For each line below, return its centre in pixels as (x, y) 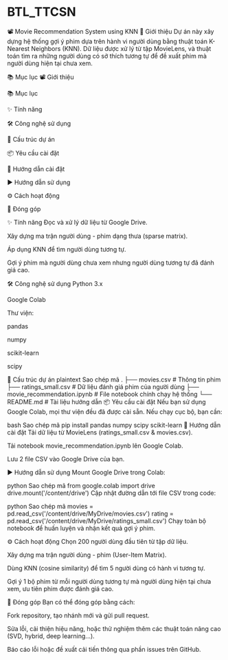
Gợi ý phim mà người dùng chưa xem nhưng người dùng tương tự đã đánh (111, 263)
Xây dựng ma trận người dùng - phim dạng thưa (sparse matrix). (98, 236)
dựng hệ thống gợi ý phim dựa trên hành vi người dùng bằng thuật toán (107, 41)
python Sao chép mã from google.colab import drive (81, 485)
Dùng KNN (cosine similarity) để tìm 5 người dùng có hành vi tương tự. (106, 568)
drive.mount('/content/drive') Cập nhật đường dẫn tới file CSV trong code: (112, 493)
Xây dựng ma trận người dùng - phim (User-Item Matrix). (87, 555)
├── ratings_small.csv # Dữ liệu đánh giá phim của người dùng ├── (103, 386)
